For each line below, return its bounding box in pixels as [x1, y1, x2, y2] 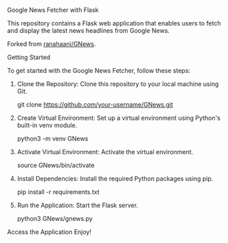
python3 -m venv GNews [16, 134, 89, 142]
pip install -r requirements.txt [16, 188, 100, 196]
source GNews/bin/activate [16, 161, 95, 169]
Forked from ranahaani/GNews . [7, 40, 96, 47]
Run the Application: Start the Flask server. [16, 201, 139, 209]
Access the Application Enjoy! [7, 228, 91, 236]
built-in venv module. [16, 121, 78, 129]
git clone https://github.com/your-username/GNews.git [16, 101, 174, 109]
